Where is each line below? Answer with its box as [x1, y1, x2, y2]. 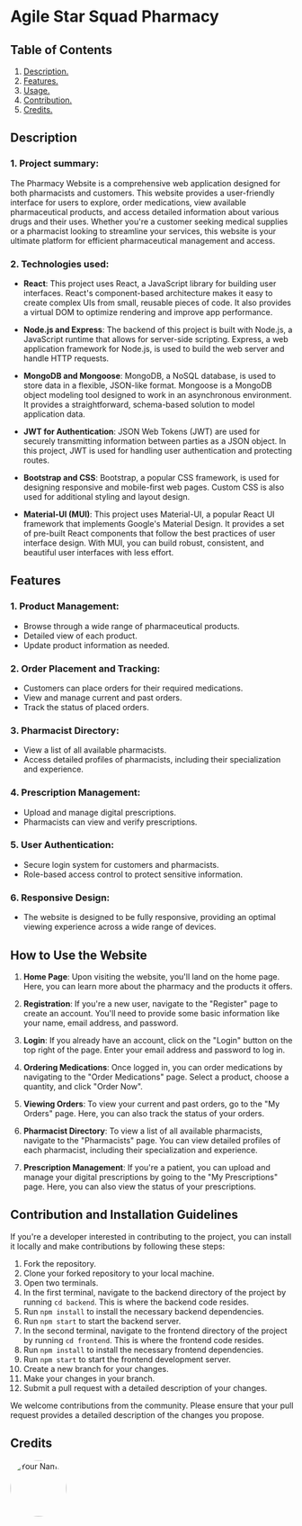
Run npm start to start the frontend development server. [22, 1353, 232, 1365]
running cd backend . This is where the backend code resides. [22, 1296, 250, 1307]
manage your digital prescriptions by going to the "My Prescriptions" [22, 1171, 278, 1182]
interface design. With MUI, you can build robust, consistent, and [22, 537, 264, 548]
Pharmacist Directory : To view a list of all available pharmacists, [22, 1125, 263, 1136]
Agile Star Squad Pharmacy [10, 6, 219, 27]
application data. [22, 408, 86, 420]
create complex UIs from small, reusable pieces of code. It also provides [22, 297, 291, 308]
